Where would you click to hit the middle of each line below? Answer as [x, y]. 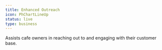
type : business [21, 24]
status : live [19, 19]
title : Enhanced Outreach [32, 10]
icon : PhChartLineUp [27, 14]
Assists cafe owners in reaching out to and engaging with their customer [81, 38]
